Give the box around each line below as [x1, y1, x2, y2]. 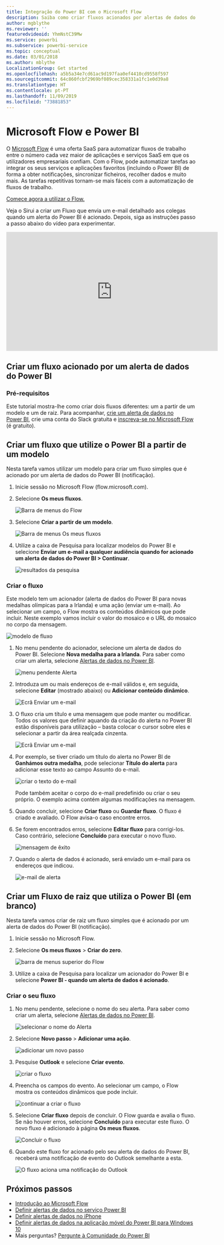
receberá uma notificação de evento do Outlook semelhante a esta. [14, 1154, 183, 1162]
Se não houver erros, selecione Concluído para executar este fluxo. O [14, 1118, 190, 1125]
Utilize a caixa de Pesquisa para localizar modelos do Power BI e [14, 542, 176, 549]
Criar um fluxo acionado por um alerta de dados [6, 361, 190, 372]
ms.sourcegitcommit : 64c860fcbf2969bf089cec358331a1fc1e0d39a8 [6, 76, 169, 82]
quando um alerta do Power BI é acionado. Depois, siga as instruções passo [6, 213, 196, 221]
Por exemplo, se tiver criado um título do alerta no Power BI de [14, 753, 171, 761]
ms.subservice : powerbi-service [6, 43, 88, 49]
